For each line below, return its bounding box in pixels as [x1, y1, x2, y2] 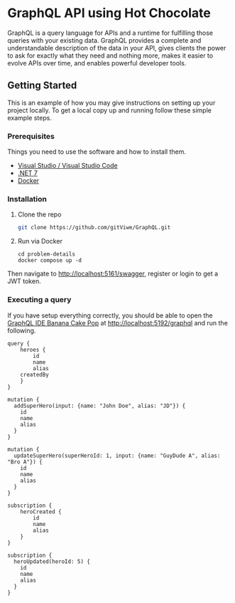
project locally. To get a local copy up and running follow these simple [7, 105, 212, 115]
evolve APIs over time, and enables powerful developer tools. [7, 58, 187, 67]
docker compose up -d [17, 257, 82, 264]
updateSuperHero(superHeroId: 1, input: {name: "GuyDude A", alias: [13, 452, 221, 459]
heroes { [20, 346, 46, 353]
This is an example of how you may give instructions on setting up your [7, 98, 216, 107]
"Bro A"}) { [7, 458, 43, 466]
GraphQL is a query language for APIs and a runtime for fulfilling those [7, 28, 213, 37]
